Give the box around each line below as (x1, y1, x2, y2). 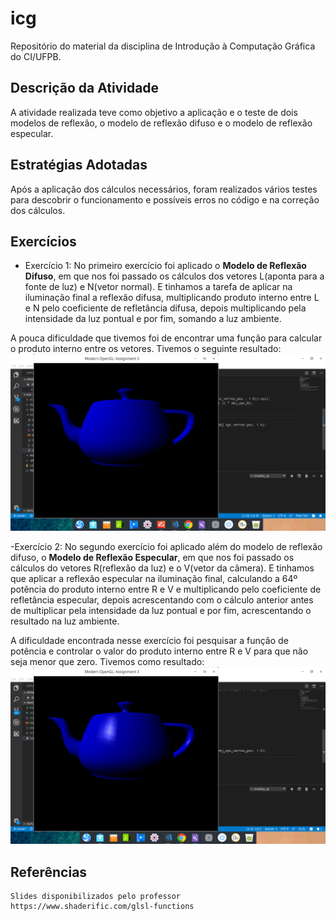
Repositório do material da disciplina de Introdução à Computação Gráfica (10, 40, 316, 52)
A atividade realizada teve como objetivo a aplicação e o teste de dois (10, 106, 298, 118)
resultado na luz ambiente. (10, 615, 120, 627)
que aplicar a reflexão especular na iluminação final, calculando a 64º (10, 573, 298, 585)
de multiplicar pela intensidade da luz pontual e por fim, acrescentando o (10, 605, 312, 617)
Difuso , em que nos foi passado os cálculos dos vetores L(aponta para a (24, 270, 325, 282)
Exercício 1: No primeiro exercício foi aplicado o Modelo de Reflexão (24, 260, 307, 272)
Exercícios (10, 233, 77, 250)
